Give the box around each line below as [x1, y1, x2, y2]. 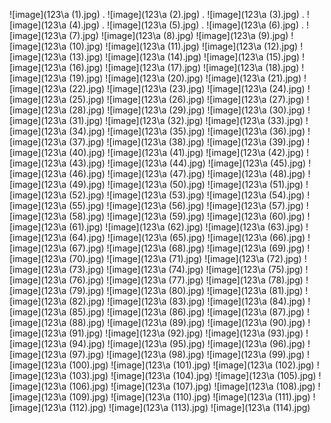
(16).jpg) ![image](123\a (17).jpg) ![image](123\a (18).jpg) [68, 62, 300, 73]
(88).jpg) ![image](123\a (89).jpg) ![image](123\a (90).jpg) [68, 317, 306, 328]
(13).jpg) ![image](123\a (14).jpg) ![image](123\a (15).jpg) [68, 51, 301, 63]
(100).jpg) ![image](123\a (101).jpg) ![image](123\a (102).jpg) [68, 359, 315, 371]
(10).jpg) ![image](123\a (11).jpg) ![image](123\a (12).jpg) [68, 40, 299, 52]
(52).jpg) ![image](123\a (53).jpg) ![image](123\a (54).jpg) [68, 189, 306, 201]
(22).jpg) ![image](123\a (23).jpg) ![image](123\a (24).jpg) [68, 83, 306, 94]
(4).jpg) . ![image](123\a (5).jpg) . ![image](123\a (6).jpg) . [68, 19, 305, 31]
